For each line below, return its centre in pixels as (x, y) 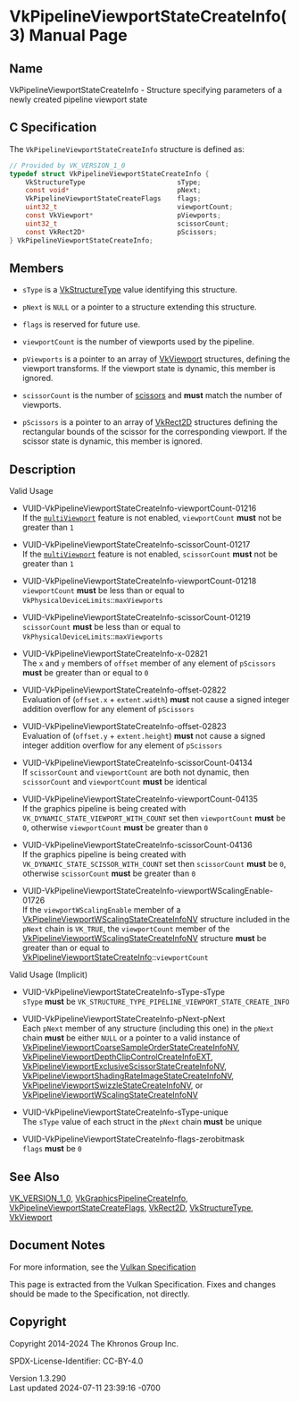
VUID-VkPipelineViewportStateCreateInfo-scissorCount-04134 (137, 763)
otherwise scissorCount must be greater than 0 (109, 873)
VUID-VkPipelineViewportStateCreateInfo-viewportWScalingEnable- (148, 891)
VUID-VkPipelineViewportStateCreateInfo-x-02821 (115, 654)
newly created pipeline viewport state (79, 99)
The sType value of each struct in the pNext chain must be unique (142, 1122)
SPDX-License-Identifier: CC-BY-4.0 (76, 1361)
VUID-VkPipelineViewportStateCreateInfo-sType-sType (124, 992)
